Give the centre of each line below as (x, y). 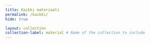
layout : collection (26, 28)
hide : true (17, 19)
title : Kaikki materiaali (32, 10)
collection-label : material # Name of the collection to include (75, 33)
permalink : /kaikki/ (27, 14)
